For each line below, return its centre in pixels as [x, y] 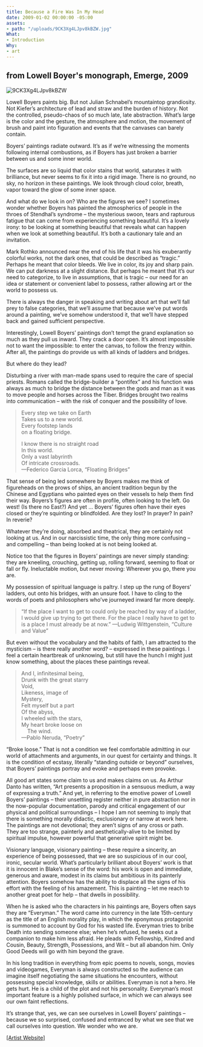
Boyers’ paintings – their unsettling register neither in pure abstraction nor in [101, 799]
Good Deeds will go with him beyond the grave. [65, 951]
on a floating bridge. [46, 432]
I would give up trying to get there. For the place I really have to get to [108, 617]
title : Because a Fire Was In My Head [55, 12]
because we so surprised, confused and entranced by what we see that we [100, 1019]
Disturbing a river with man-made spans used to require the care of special [100, 375]
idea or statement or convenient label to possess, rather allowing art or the [99, 283]
